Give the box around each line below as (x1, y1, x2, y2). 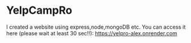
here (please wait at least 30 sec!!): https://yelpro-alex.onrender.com (6, 29, 178, 36)
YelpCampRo (6, 4, 72, 17)
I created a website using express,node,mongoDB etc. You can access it (6, 23, 186, 30)
